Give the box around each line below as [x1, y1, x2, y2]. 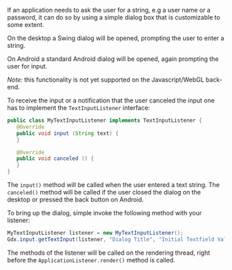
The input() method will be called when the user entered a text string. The [7, 181, 220, 189]
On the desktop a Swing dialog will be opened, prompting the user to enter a [7, 34, 224, 42]
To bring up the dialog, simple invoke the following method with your [7, 209, 202, 217]
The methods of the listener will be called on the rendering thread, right [7, 249, 211, 257]
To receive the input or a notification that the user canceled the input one [7, 96, 215, 105]
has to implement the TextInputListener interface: [7, 104, 151, 111]
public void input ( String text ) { [16, 129, 119, 137]
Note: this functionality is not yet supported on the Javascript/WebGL [7, 75, 205, 84]
